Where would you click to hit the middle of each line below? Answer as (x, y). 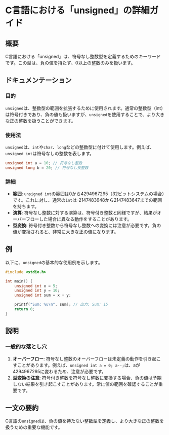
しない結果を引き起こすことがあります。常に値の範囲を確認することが (86, 384)
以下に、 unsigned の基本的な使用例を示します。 (54, 262)
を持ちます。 (26, 206)
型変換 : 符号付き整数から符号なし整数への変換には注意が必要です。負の (87, 226)
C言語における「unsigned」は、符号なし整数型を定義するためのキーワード (83, 57)
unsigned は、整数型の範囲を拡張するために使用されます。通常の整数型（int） (84, 108)
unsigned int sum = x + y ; (43, 295)
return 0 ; (25, 309)
